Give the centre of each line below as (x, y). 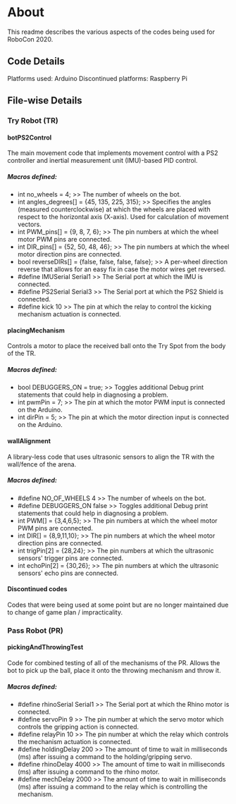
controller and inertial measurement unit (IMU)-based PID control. (103, 161)
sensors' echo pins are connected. (68, 573)
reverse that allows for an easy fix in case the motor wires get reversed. (122, 269)
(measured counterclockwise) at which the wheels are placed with (114, 209)
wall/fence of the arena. (42, 464)
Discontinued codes (37, 589)
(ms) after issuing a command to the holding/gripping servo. (105, 756)
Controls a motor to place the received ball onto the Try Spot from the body (117, 346)
